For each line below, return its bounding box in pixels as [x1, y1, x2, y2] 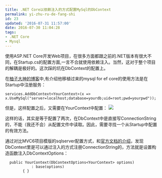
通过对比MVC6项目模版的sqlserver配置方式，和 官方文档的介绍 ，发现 [5, 138, 144, 144]
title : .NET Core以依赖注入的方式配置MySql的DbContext [5, 7, 111, 12]
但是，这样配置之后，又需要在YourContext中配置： [5, 105, 108, 111]
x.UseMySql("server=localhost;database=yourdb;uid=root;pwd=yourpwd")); [5, 96, 157, 101]
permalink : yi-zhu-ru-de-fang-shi [5, 12, 76, 17]
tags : [5, 30, 16, 35]
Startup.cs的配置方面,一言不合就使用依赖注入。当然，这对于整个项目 [18, 59, 156, 65]
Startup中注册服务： [5, 82, 46, 88]
